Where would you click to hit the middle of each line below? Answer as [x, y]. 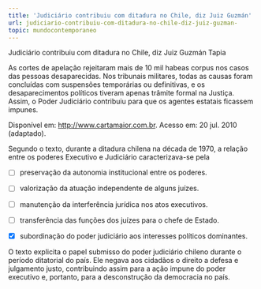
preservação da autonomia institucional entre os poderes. [113, 173]
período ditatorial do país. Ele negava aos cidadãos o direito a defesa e [123, 260]
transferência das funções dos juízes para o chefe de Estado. [119, 220]
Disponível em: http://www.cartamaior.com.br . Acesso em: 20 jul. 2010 [123, 125]
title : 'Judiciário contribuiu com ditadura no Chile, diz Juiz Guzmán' [130, 15]
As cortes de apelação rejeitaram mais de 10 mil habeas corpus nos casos [129, 68]
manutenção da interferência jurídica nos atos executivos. [114, 204]
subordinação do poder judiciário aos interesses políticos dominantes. [134, 236]
